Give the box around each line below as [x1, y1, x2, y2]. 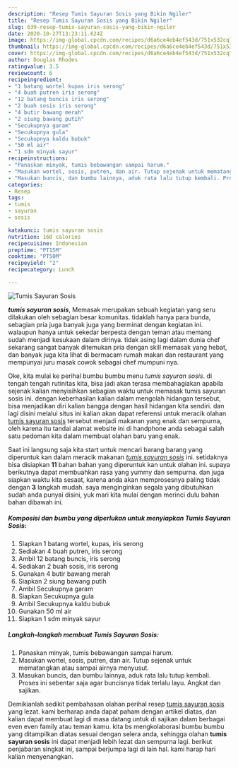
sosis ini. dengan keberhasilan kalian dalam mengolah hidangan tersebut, [8, 394, 222, 403]
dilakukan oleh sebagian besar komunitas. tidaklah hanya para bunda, [8, 312, 211, 321]
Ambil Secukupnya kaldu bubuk [18, 599, 111, 608]
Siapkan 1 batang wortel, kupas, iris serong [18, 539, 144, 548]
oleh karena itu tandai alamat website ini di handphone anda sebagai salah [8, 424, 225, 432]
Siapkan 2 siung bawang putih [18, 577, 107, 585]
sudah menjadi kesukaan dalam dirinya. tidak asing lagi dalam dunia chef [8, 335, 220, 343]
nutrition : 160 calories [8, 233, 81, 240]
